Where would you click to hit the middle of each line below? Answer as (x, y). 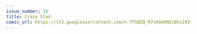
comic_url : (19, 22)
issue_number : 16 (27, 11)
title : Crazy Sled (28, 17)
